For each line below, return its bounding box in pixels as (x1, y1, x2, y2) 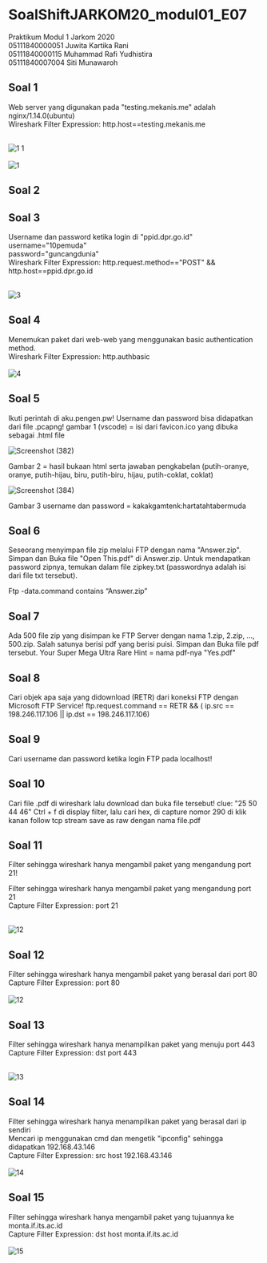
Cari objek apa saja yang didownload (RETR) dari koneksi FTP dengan (8, 692, 239, 702)
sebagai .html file (8, 430, 66, 440)
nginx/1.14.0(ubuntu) (8, 111, 75, 120)
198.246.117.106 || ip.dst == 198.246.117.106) (8, 709, 150, 719)
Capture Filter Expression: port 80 (8, 978, 120, 987)
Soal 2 (8, 184, 40, 197)
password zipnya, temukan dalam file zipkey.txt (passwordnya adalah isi (8, 563, 246, 572)
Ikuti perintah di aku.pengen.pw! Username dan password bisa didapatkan (8, 413, 253, 422)
